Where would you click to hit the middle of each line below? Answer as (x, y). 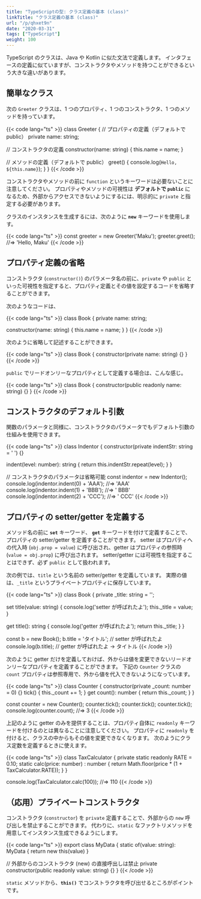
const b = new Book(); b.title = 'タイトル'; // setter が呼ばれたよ (85, 639)
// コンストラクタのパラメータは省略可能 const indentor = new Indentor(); (97, 477)
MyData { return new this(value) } (47, 851)
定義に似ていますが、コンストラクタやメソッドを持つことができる (103, 65)
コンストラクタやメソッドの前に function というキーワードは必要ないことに (100, 181)
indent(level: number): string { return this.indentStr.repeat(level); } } (89, 465)
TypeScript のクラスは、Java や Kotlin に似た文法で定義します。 (85, 57)
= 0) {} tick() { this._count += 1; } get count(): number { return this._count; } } (100, 693)
